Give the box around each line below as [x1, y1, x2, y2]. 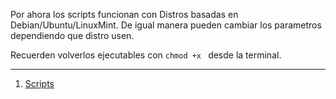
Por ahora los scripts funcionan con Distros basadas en [10, 9, 239, 20]
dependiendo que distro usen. [10, 30, 135, 41]
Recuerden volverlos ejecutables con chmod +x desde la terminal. [10, 49, 282, 61]
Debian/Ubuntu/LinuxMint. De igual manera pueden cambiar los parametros [10, 19, 322, 31]
